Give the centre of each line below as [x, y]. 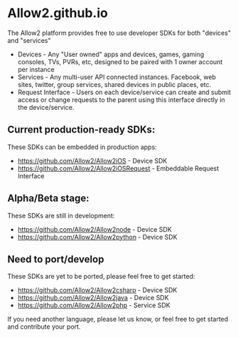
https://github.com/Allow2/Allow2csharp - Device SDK [97, 290]
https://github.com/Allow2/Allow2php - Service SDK [94, 305]
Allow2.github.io [58, 13]
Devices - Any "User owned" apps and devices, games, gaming [111, 54]
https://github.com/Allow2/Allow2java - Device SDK [93, 298]
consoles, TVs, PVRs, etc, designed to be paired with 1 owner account [120, 61]
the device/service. [46, 107]
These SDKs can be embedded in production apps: [82, 147]
